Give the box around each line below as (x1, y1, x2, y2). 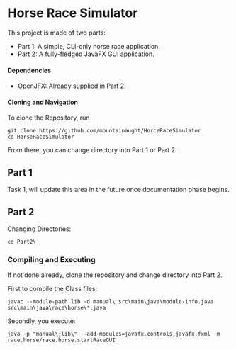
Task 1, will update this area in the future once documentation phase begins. (7, 186, 230, 194)
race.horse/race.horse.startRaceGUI (7, 337, 116, 344)
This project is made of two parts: (7, 28, 106, 37)
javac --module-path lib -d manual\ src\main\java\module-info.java (7, 298, 214, 305)
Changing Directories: (7, 225, 72, 233)
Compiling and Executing (7, 254, 96, 264)
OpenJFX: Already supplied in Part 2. (17, 81, 126, 90)
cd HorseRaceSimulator (7, 133, 74, 141)
